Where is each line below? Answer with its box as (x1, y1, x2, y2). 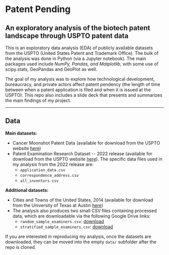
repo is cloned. (5, 244, 36, 250)
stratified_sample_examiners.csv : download (20, 223, 113, 230)
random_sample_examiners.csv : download (20, 218, 104, 224)
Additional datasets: (5, 187, 49, 193)
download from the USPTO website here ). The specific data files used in (12, 156, 162, 162)
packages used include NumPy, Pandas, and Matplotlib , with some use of (5, 61, 158, 67)
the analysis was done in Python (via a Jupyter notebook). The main (5, 55, 146, 61)
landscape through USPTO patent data (5, 31, 129, 40)
